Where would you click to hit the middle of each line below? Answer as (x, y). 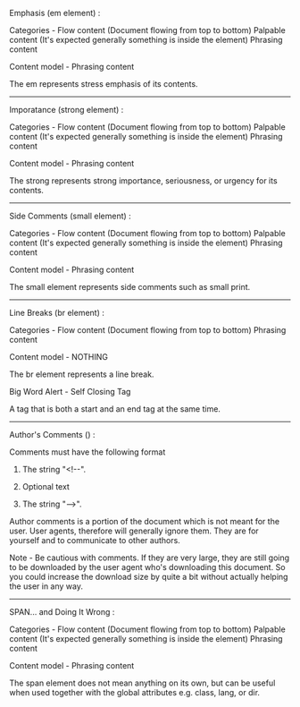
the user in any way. (46, 586)
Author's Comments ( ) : (52, 434)
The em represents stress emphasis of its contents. (104, 84)
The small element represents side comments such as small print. (130, 287)
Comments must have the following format (87, 452)
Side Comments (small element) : (70, 216)
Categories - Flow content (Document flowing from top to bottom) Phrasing (148, 330)
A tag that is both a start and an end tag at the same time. (115, 409)
